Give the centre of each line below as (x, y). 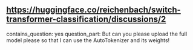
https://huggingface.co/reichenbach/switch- (94, 10)
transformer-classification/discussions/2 (86, 20)
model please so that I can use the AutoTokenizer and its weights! (88, 40)
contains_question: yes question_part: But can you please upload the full (97, 34)
